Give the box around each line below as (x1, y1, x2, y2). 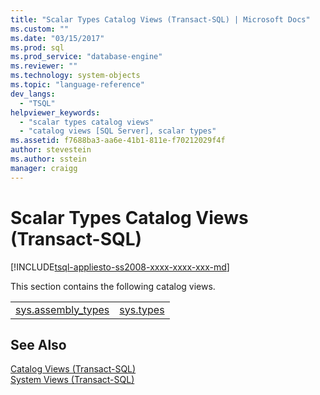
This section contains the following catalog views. (10, 280, 216, 292)
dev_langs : (10, 89, 56, 99)
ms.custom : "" (10, 24, 70, 34)
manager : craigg (10, 163, 78, 173)
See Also (10, 336, 67, 353)
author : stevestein (10, 145, 92, 155)
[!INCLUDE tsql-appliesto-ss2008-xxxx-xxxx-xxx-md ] (10, 261, 230, 273)
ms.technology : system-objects (10, 71, 141, 81)
